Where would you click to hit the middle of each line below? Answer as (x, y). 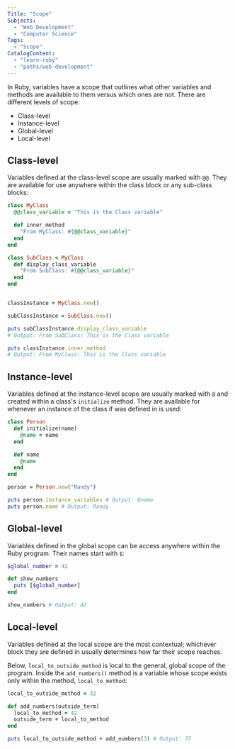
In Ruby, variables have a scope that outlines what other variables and (109, 87)
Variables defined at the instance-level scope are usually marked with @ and (118, 394)
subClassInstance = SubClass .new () (60, 316)
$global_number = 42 (38, 566)
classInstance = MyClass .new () (53, 303)
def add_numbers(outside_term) (53, 706)
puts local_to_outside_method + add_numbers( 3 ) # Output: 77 (99, 739)
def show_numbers (33, 579)
